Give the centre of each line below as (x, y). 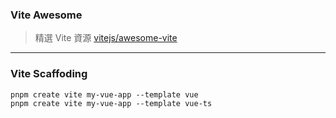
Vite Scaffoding (49, 74)
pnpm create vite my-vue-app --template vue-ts (111, 103)
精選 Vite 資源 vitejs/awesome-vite (106, 38)
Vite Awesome (46, 15)
